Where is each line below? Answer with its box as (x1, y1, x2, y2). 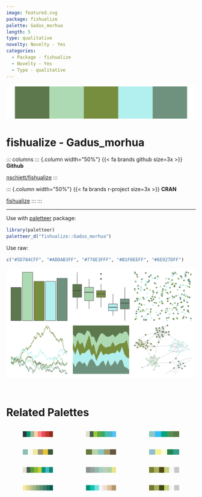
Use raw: (6, 244, 29, 252)
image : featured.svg (6, 10, 58, 16)
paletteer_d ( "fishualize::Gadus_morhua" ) (6, 233, 112, 239)
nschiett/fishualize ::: (6, 174, 58, 181)
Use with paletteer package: (6, 214, 76, 221)
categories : (6, 48, 36, 54)
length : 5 (6, 29, 31, 35)
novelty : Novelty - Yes (6, 42, 66, 48)
